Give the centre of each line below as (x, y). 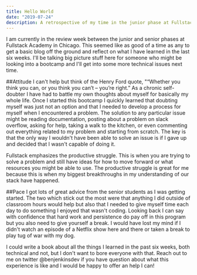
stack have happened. (33, 180)
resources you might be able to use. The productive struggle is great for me (98, 168)
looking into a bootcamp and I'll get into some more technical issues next (94, 64)
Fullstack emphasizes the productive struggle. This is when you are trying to (98, 156)
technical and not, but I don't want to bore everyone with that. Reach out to (97, 253)
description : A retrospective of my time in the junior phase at (87, 22)
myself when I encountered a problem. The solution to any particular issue (96, 113)
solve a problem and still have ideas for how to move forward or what (90, 162)
